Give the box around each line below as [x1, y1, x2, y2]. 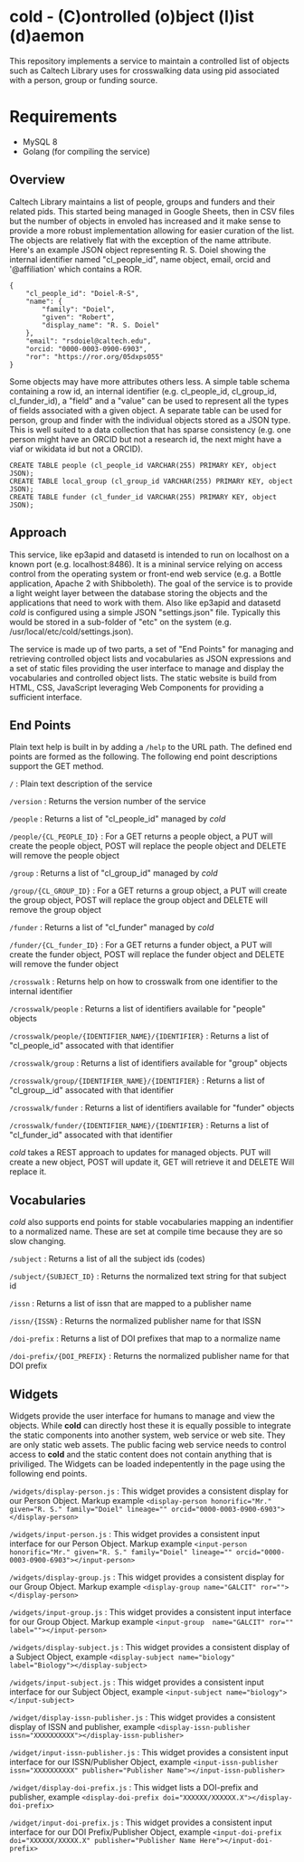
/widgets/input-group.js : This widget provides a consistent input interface [9, 1606, 292, 1617]
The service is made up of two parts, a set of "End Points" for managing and [9, 643, 294, 654]
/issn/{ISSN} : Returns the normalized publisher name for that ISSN [9, 1316, 261, 1326]
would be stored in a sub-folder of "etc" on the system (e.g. [9, 616, 233, 627]
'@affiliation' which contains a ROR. [9, 263, 143, 274]
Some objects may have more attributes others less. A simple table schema [9, 375, 290, 386]
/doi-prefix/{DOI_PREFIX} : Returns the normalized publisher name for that [9, 1351, 290, 1362]
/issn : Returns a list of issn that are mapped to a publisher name [9, 1298, 252, 1309]
